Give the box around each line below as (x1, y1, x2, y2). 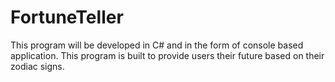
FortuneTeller (10, 6, 124, 29)
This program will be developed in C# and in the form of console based (10, 39, 304, 51)
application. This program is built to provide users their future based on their (10, 49, 325, 61)
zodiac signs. (10, 60, 65, 72)
